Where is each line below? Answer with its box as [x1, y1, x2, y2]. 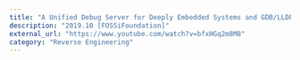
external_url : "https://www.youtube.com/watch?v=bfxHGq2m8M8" [9, 29, 246, 38]
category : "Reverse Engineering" [9, 37, 134, 47]
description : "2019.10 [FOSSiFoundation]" [9, 21, 170, 30]
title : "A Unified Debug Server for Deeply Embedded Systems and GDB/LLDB [9, 12, 294, 22]
